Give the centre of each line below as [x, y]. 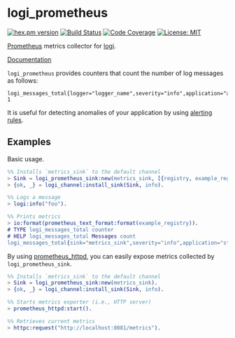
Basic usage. [26, 158]
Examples [29, 142]
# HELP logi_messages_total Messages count [72, 236]
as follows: [23, 80]
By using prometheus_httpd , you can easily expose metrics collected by [111, 256]
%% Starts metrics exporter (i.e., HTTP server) [79, 302]
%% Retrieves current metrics [51, 321]
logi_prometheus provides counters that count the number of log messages [115, 73]
